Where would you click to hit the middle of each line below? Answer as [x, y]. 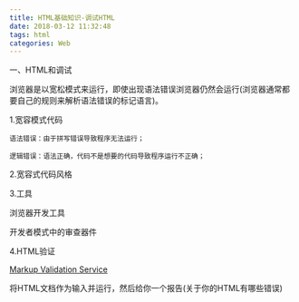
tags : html [30, 34]
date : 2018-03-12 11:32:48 [60, 26]
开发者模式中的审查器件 [53, 232]
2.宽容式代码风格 [41, 174]
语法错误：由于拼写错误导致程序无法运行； [77, 139]
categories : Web [40, 43]
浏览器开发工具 [37, 213]
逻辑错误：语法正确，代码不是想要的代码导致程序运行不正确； [107, 156]
